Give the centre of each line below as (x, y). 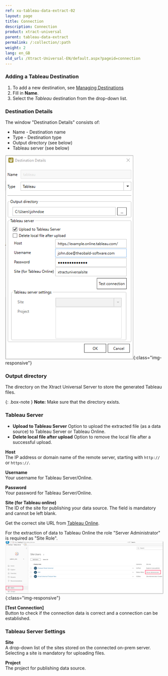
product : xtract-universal (33, 32)
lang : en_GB (18, 53)
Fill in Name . (25, 93)
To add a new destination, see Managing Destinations (68, 88)
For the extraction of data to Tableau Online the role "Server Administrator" (83, 533)
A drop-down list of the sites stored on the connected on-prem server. (78, 648)
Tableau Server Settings (35, 631)
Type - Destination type (37, 137)
